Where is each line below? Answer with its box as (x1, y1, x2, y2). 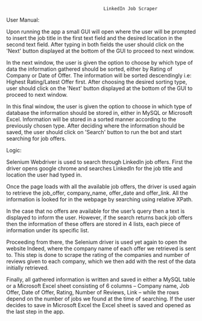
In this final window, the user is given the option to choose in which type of (6, 103, 192, 110)
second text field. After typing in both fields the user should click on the (6, 41, 185, 48)
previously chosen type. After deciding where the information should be (6, 122, 185, 129)
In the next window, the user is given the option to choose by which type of (6, 59, 193, 66)
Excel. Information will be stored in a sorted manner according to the (6, 115, 177, 123)
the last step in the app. (6, 308, 65, 315)
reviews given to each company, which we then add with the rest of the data (6, 258, 196, 265)
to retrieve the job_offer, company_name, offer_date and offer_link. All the (6, 189, 188, 196)
